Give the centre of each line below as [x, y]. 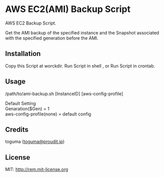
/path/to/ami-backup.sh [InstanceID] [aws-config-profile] [64, 93]
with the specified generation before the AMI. [52, 38]
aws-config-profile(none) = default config [48, 114]
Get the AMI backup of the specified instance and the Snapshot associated [82, 32]
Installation [23, 54]
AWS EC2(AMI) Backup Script [68, 9]
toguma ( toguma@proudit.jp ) [35, 141]
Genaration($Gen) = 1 [27, 108]
